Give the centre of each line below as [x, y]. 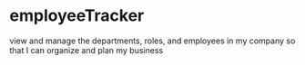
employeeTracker [77, 16]
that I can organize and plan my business [86, 50]
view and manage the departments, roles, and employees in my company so [152, 41]
